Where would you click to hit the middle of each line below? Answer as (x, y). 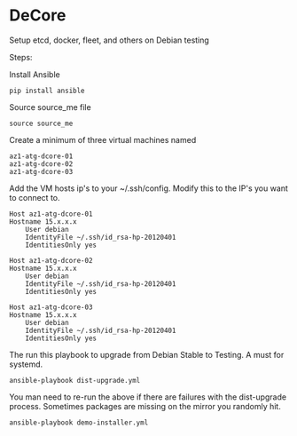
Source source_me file (50, 107)
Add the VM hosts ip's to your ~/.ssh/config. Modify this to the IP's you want (148, 188)
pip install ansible (47, 91)
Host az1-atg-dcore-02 (51, 260)
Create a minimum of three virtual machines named (103, 139)
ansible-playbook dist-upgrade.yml (75, 380)
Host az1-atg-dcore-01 (51, 214)
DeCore (38, 16)
